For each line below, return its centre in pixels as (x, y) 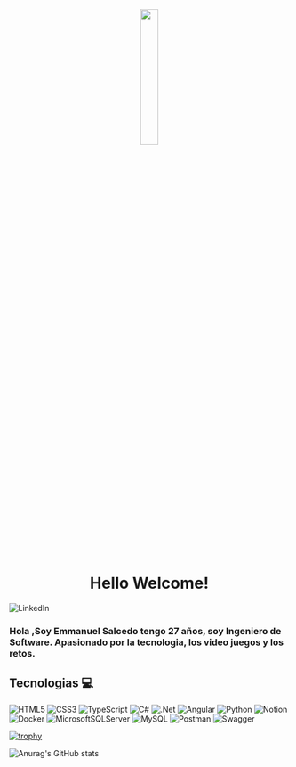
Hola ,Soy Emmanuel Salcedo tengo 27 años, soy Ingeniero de (145, 631)
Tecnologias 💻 (52, 684)
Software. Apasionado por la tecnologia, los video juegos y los (147, 642)
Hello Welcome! (149, 583)
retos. (22, 653)
